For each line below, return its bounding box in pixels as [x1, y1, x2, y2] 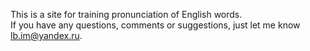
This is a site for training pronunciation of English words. [10, 9, 243, 20]
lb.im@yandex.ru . [10, 30, 83, 41]
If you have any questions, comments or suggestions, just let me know [10, 19, 301, 31]
